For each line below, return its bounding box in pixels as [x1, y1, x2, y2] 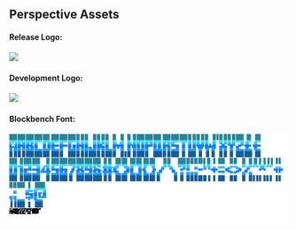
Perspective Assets [9, 7, 120, 22]
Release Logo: [9, 31, 63, 42]
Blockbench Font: [9, 114, 76, 125]
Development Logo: [9, 73, 83, 83]
